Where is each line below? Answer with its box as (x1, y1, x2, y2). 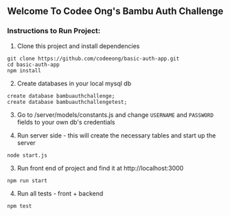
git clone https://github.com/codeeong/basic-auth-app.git (7, 55, 180, 62)
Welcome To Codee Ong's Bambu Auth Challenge (7, 6, 224, 17)
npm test (7, 202, 32, 209)
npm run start (7, 177, 48, 184)
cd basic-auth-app (7, 61, 60, 68)
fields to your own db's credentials (16, 118, 115, 126)
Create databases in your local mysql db (16, 79, 132, 87)
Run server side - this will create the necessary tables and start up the (16, 131, 216, 140)
